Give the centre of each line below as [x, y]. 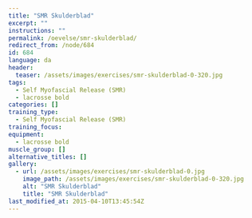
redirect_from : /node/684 [51, 46]
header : [21, 68]
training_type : [33, 113]
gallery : [23, 164]
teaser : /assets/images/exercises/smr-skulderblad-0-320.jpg [119, 75]
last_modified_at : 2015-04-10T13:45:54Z [77, 201]
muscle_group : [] [37, 149]
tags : [17, 82]
